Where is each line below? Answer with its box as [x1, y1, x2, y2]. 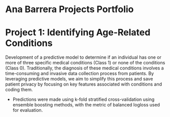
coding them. [5, 87, 33, 93]
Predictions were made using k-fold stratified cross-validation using [12, 96, 155, 102]
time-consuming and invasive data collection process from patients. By [5, 70, 154, 76]
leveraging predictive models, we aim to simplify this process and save [5, 76, 153, 82]
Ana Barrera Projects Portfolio [5, 4, 134, 15]
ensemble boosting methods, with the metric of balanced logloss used [12, 102, 160, 108]
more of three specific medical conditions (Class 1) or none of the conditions [5, 60, 165, 66]
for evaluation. [12, 107, 43, 113]
